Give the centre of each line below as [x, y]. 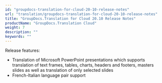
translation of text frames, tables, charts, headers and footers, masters [83, 65]
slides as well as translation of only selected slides [63, 70]
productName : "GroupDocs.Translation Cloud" [51, 23]
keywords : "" [18, 37]
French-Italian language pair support [49, 75]
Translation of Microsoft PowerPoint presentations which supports [78, 60]
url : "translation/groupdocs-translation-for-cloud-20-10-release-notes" [81, 14]
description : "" [21, 32]
